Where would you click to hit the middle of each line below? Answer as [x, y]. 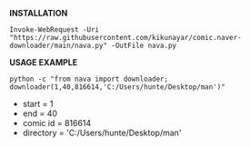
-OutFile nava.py [144, 45]
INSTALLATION [39, 13]
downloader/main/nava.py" [58, 45]
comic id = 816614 [57, 123]
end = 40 [40, 113]
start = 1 [38, 104]
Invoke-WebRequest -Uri [55, 30]
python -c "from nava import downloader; [89, 79]
